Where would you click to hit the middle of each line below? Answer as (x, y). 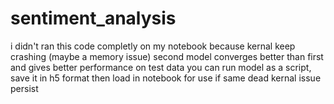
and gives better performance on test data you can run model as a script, (161, 67)
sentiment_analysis (93, 18)
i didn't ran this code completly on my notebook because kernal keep (153, 46)
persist (24, 88)
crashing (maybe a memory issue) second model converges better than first (167, 56)
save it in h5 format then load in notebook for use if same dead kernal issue (166, 78)
